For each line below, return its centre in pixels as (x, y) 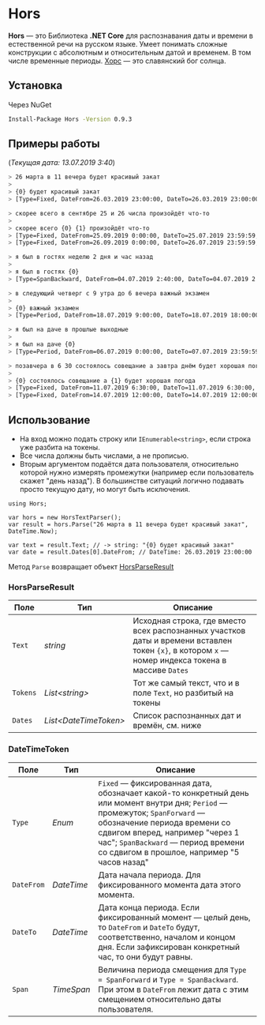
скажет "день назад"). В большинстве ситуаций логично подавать (132, 481)
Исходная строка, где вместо (190, 621)
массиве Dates (161, 670)
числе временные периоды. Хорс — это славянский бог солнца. (117, 61)
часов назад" (123, 862)
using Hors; (28, 504)
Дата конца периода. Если (149, 907)
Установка (35, 86)
